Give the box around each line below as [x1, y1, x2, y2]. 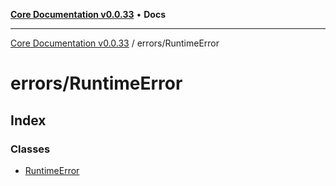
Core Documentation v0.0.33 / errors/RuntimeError [10, 37, 220, 49]
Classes [10, 142, 51, 156]
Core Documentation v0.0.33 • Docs [10, 9, 166, 20]
